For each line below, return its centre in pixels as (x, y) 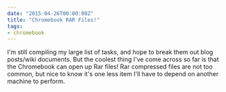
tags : (15, 26)
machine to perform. (36, 81)
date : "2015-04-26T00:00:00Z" (51, 13)
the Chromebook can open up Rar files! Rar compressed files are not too (110, 67)
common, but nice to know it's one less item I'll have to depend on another (113, 74)
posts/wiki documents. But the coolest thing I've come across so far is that (113, 60)
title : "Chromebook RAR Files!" (53, 20)
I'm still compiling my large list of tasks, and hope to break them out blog (110, 52)
